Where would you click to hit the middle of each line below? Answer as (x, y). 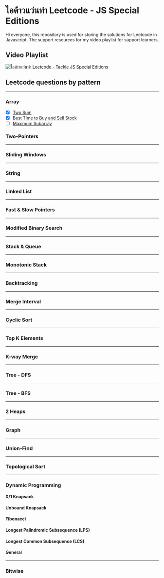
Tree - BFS (18, 393)
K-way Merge (22, 356)
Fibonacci (16, 519)
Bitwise (15, 571)
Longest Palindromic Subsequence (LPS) (48, 530)
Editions (22, 21)
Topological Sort (26, 466)
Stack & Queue (23, 246)
